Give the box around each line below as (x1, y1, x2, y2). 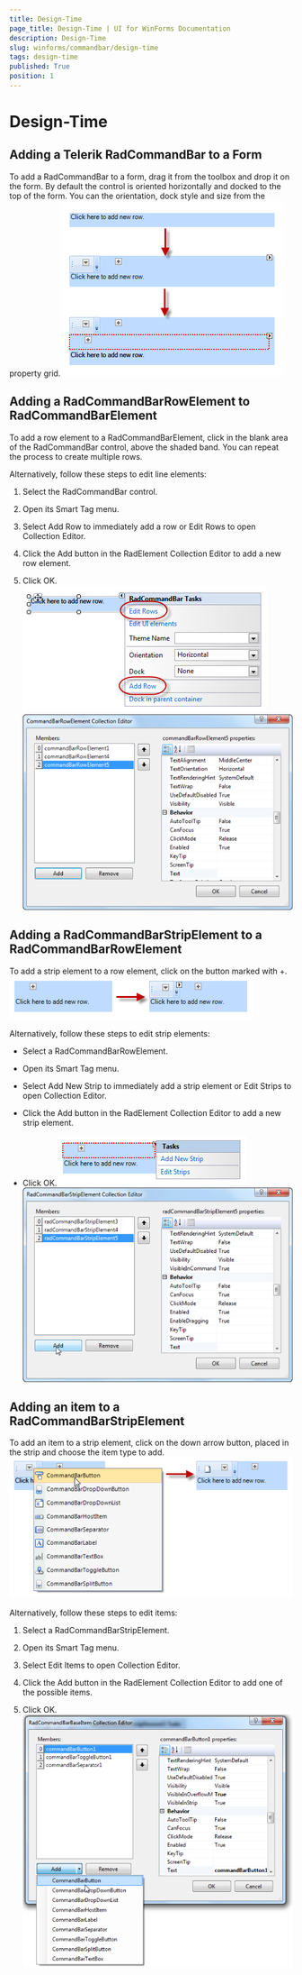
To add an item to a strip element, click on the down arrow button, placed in (9, 1438, 289, 1449)
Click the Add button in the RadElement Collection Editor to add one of (22, 1678, 283, 1688)
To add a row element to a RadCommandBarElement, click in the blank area (9, 432, 289, 443)
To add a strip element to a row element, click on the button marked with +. (9, 965, 288, 976)
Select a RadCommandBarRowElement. (22, 1046, 169, 1056)
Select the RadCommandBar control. (22, 486, 158, 497)
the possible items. (22, 1687, 93, 1698)
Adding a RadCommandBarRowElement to (9, 394, 250, 409)
